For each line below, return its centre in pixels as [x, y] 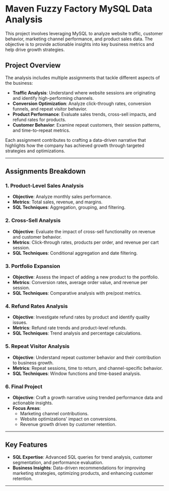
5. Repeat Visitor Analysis [37, 346]
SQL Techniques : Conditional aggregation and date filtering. [75, 253]
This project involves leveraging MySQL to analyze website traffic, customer [84, 33]
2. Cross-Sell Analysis [33, 221]
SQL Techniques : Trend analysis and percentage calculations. [77, 333]
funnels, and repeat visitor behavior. [50, 108]
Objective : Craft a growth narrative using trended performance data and [88, 397]
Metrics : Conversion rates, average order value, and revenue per [80, 283]
